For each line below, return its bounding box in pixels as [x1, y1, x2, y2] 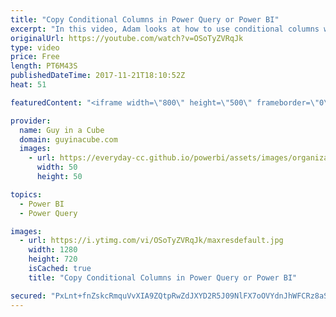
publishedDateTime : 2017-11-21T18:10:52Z [10, 71, 186, 81]
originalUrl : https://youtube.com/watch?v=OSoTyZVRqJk [10, 33, 244, 43]
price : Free [10, 52, 60, 62]
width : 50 [36, 162, 78, 173]
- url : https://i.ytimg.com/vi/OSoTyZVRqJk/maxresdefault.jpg [19, 236, 284, 246]
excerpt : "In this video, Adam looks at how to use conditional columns [10, 24, 320, 34]
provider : [10, 116, 52, 126]
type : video [10, 42, 60, 53]
